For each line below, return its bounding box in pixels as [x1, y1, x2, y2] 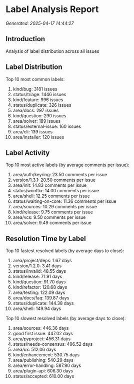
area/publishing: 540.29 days [12, 357, 74, 363]
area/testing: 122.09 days [12, 289, 65, 295]
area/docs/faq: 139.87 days [12, 295, 69, 301]
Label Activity [5, 148, 50, 157]
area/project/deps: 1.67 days [12, 258, 72, 264]
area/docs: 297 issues [12, 107, 59, 113]
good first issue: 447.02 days [12, 331, 73, 337]
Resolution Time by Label [5, 234, 86, 243]
